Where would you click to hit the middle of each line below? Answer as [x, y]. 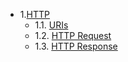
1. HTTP [34, 14]
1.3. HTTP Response [76, 46]
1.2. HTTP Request [73, 35]
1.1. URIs [51, 25]
